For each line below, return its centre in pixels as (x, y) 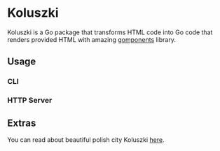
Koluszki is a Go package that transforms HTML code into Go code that (110, 32)
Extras (22, 123)
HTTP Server (30, 101)
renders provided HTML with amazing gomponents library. (92, 39)
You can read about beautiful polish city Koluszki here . (86, 139)
